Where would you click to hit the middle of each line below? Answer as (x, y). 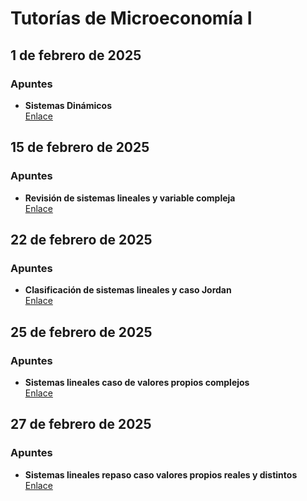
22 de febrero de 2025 (81, 239)
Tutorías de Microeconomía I (131, 18)
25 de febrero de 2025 (81, 332)
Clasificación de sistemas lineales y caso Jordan (128, 290)
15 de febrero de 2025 (80, 147)
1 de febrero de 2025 (76, 55)
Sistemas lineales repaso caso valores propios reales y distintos (161, 474)
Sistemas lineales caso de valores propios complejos (137, 382)
